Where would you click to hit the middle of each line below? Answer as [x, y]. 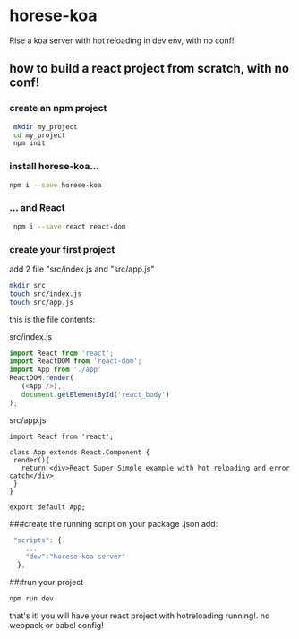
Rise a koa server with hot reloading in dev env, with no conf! [122, 40]
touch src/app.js [42, 302]
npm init [30, 143]
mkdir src [28, 285]
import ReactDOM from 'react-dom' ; [76, 361]
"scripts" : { [38, 540]
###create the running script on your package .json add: [114, 523]
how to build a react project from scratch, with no [149, 69]
